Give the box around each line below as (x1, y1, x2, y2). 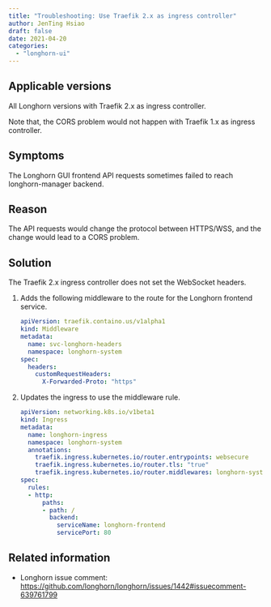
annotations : (28, 446, 72, 454)
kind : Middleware (19, 325, 79, 333)
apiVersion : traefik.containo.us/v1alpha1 (19, 318, 166, 326)
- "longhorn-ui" (15, 49, 70, 58)
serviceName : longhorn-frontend (56, 521, 166, 529)
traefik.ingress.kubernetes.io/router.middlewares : (35, 468, 213, 477)
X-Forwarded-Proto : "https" (41, 378, 137, 386)
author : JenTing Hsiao (8, 19, 85, 28)
